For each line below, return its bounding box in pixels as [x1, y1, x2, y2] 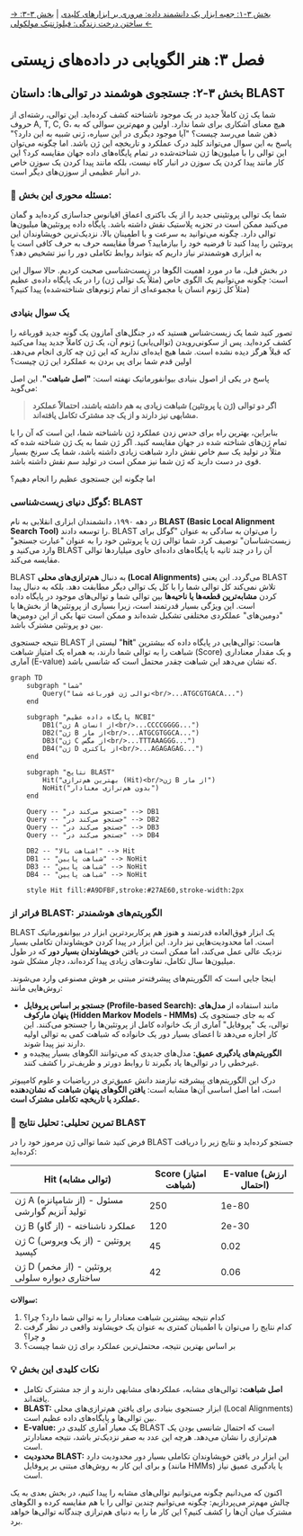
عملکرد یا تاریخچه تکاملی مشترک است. [10, 1094, 140, 1105]
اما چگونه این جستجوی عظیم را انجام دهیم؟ [10, 473, 156, 484]
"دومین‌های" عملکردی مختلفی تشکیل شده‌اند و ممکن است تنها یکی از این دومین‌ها [10, 610, 284, 621]
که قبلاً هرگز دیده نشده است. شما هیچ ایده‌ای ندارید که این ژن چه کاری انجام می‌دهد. [10, 346, 291, 357]
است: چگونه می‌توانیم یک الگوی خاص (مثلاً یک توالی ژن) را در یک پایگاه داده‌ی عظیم [10, 274, 289, 285]
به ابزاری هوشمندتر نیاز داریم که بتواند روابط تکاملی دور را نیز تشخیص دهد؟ [10, 247, 262, 258]
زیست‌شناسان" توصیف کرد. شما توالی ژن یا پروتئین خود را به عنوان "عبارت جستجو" [10, 535, 291, 546]
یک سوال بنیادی [10, 307, 70, 319]
